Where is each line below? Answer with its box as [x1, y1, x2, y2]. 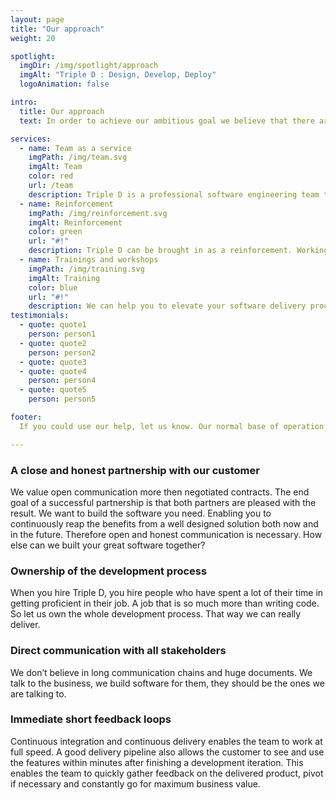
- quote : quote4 [19, 366, 87, 376]
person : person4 [28, 376, 97, 386]
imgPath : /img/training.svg [28, 264, 145, 274]
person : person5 [28, 394, 97, 405]
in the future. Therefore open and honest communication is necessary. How [10, 528, 323, 540]
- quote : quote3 [19, 357, 87, 367]
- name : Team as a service [19, 143, 132, 153]
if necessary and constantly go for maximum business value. [10, 777, 261, 790]
